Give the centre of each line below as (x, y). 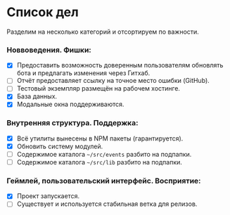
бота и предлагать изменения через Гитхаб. (83, 73)
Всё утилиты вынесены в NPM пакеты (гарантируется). (100, 138)
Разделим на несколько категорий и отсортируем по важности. (103, 32)
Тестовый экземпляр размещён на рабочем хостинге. (98, 89)
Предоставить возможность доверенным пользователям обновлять (120, 65)
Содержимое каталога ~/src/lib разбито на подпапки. (99, 162)
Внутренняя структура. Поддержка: (72, 123)
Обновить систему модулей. (60, 146)
